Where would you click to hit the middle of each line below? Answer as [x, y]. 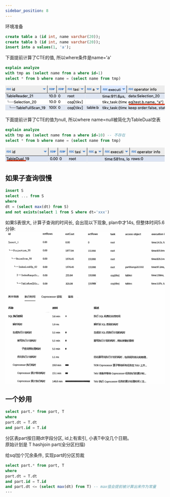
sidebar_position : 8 [27, 11]
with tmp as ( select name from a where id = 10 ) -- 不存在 [65, 135]
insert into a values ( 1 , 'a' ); [38, 47]
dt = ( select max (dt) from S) [37, 207]
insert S [14, 191]
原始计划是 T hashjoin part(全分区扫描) [45, 444]
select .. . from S [25, 196]
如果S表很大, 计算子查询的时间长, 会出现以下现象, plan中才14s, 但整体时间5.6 [85, 222]
